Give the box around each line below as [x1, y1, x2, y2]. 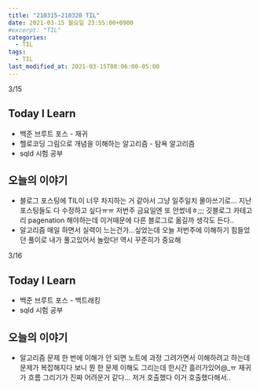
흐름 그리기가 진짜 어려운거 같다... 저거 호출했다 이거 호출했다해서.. [27, 372, 231, 382]
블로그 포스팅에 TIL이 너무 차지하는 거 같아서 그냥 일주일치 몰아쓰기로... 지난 [19, 196, 252, 205]
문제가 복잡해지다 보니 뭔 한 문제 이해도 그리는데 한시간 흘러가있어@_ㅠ [19, 363, 237, 372]
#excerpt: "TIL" [8, 26, 61, 34]
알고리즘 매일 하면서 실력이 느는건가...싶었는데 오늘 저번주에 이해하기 [19, 226, 229, 235]
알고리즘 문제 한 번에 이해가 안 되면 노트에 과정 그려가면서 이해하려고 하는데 [19, 353, 251, 362]
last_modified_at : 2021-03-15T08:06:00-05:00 [8, 63, 159, 71]
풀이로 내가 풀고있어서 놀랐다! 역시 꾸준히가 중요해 [27, 235, 181, 244]
